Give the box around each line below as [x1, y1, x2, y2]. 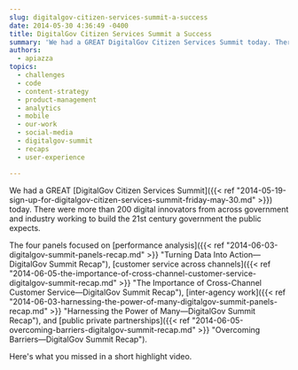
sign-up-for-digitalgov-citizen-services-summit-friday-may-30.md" [9, 194, 256, 204]
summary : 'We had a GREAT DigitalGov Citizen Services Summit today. [9, 37, 272, 47]
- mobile [17, 112, 50, 120]
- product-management [17, 95, 98, 104]
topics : [9, 63, 38, 72]
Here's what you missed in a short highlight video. [9, 351, 192, 361]
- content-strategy [17, 87, 90, 96]
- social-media [17, 128, 74, 137]
